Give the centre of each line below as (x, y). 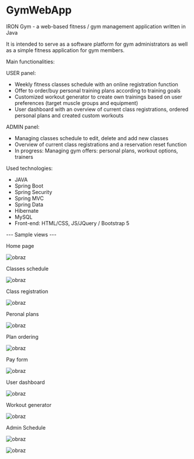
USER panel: (21, 73)
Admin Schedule (26, 427)
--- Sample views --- (31, 234)
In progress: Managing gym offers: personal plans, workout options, (96, 151)
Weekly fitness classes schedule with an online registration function (96, 84)
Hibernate (27, 210)
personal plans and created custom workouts (69, 115)
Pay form (17, 359)
